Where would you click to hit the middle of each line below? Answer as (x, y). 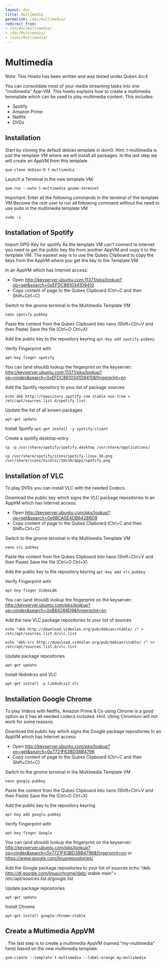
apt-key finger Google (29, 833)
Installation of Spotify (39, 233)
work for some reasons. (29, 722)
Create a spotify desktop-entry (37, 438)
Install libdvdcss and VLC (31, 674)
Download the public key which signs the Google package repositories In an (83, 731)
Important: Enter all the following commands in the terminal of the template (82, 197)
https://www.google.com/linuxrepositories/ (49, 858)
